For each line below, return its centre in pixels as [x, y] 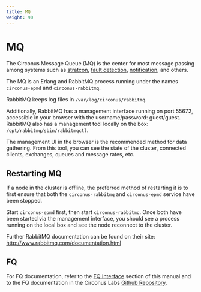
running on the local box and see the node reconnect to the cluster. [89, 225]
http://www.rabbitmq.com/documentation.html [64, 243]
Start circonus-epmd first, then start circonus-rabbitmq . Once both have [94, 212]
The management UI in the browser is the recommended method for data [97, 142]
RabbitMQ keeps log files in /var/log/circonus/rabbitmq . [76, 100]
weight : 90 [20, 17]
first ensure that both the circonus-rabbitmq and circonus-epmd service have [100, 194]
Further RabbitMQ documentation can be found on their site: [81, 237]
